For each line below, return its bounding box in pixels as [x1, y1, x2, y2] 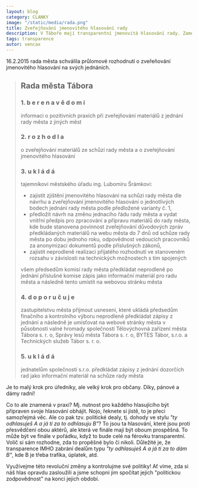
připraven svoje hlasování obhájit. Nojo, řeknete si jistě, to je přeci [6, 407, 166, 414]
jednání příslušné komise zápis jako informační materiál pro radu [20, 272, 177, 280]
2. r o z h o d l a [20, 133, 64, 141]
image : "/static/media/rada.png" [6, 19, 88, 25]
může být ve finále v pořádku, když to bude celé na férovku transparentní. [6, 432, 186, 439]
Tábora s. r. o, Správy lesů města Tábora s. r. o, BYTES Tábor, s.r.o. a [20, 331, 187, 338]
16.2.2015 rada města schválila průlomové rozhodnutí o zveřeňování [6, 57, 171, 65]
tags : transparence [6, 36, 54, 42]
